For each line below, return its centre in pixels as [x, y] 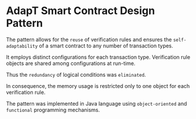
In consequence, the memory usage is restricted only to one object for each [98, 86]
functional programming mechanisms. [53, 110]
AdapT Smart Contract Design [81, 11]
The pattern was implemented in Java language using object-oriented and [97, 103]
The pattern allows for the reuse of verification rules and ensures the [89, 39]
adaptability [22, 46]
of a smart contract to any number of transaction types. [106, 46]
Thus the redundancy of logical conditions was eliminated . [76, 74]
